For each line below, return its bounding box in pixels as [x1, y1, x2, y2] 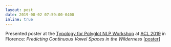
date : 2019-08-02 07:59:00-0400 [5, 12, 74, 17]
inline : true [5, 17, 33, 22]
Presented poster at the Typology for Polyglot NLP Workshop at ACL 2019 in [5, 31, 166, 37]
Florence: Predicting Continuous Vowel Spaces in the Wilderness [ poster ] [5, 36, 160, 42]
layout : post [5, 7, 33, 13]
